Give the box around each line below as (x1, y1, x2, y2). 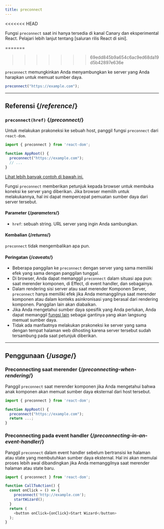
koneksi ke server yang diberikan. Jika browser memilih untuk (5, 188, 129, 194)
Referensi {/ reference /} (5, 101, 78, 110)
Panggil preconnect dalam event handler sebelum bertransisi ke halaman (5, 449, 150, 456)
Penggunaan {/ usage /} (5, 351, 77, 360)
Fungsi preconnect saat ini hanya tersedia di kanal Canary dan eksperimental (5, 30, 159, 36)
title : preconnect (5, 7, 42, 12)
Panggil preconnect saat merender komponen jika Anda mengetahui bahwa (5, 383, 156, 389)
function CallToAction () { (5, 483, 60, 488)
